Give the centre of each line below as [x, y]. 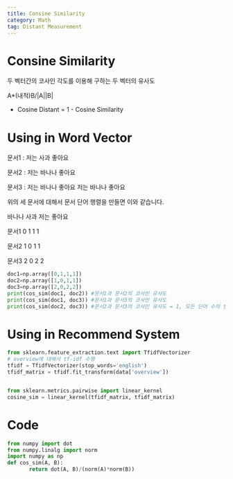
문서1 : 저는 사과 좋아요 [38, 158]
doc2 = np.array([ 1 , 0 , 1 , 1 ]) [44, 281]
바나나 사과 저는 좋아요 [38, 217]
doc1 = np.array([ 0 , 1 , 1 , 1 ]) [44, 274]
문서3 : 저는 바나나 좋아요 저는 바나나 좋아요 [67, 187]
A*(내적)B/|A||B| [30, 96]
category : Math [29, 20]
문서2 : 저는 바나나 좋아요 [42, 173]
